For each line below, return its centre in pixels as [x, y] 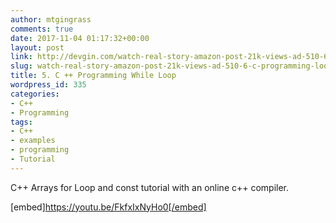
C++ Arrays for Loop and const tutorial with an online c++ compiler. [150, 187]
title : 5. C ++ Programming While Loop [93, 76]
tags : [21, 122]
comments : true [42, 29]
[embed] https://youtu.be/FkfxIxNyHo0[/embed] [108, 207]
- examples [33, 141]
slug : [21, 66]
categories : [35, 94]
